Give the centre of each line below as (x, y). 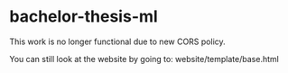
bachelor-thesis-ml (84, 17)
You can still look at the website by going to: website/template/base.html (144, 59)
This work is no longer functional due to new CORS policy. (117, 41)
